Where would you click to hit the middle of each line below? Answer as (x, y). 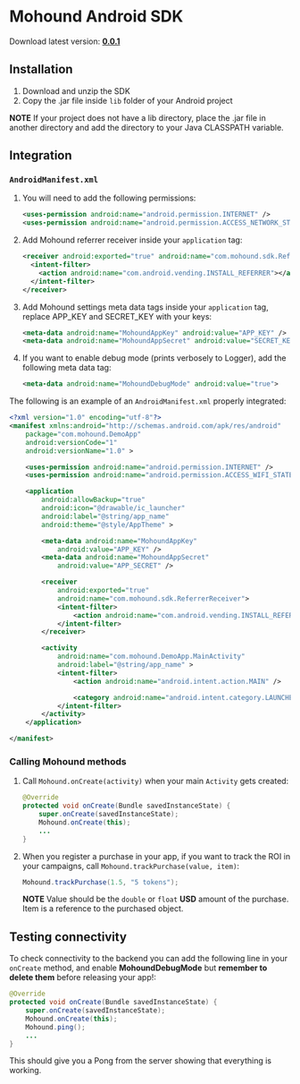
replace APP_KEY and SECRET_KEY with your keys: (117, 316)
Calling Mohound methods (68, 761)
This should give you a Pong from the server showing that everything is (141, 1061)
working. (25, 1071)
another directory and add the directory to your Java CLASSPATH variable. (146, 127)
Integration (41, 155)
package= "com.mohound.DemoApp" (83, 434)
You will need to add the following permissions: (109, 198)
